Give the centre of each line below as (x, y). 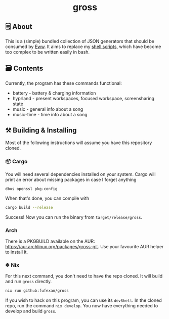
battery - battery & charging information (54, 93)
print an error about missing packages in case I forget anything (71, 179)
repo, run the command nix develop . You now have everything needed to (82, 306)
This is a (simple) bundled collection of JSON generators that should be (80, 41)
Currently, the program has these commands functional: (64, 83)
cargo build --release (29, 207)
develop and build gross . (31, 311)
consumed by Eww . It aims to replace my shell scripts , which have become (83, 47)
